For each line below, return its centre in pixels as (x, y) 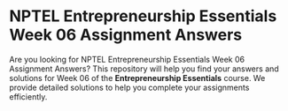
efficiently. (28, 96)
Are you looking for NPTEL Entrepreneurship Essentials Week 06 (127, 59)
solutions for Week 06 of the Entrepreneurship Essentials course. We (137, 78)
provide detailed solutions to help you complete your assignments (129, 87)
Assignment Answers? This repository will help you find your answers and (144, 69)
